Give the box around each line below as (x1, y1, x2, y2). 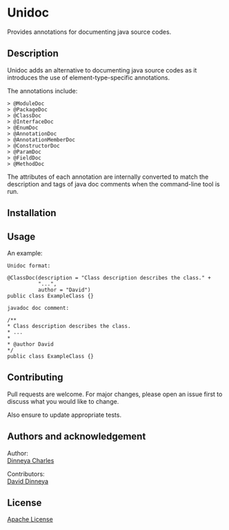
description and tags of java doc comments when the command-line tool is (7, 179, 220, 188)
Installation (7, 207, 57, 219)
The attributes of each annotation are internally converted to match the (7, 173, 209, 181)
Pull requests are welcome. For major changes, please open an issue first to (7, 390, 223, 398)
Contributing (7, 371, 63, 384)
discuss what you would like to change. (7, 397, 119, 405)
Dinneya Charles (7, 456, 54, 464)
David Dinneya (7, 477, 49, 485)
